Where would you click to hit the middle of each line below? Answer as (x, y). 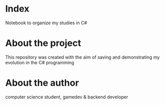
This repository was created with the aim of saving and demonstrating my (82, 57)
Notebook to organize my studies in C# (46, 23)
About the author (42, 83)
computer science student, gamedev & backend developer (67, 97)
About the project (43, 43)
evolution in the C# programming (40, 62)
